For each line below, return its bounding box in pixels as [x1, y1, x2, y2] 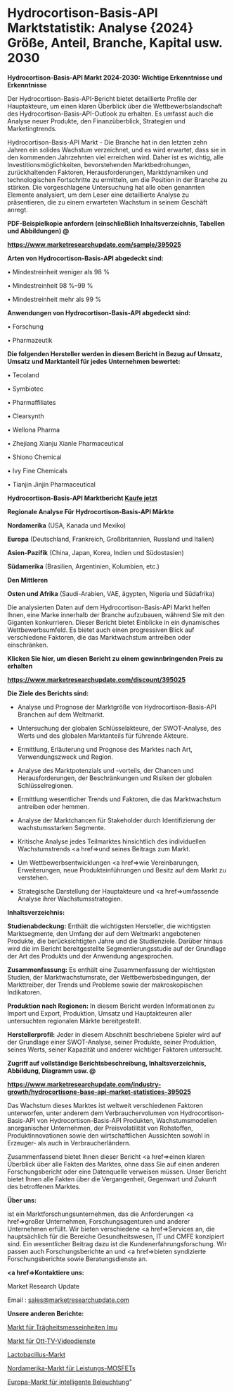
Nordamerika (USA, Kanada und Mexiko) [7, 521, 126, 530]
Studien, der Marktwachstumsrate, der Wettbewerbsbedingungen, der [7, 973, 211, 981]
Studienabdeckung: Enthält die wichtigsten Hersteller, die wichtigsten [7, 922, 211, 930]
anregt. [7, 205, 28, 214]
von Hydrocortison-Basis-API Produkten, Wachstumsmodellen [37, 1116, 218, 1124]
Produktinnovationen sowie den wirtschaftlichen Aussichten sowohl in [7, 1131, 210, 1140]
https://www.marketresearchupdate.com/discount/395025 [7, 675, 186, 683]
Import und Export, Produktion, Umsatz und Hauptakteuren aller [7, 1009, 192, 1017]
